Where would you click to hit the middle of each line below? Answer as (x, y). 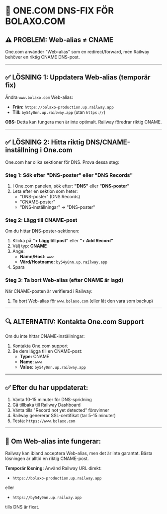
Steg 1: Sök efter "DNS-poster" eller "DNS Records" (69, 175)
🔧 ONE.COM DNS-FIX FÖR (60, 11)
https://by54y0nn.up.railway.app (47, 498)
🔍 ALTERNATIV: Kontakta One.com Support (75, 321)
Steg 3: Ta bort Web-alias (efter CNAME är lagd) (64, 280)
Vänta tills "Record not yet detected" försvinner (61, 410)
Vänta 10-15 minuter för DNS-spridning (52, 400)
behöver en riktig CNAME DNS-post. (42, 57)
